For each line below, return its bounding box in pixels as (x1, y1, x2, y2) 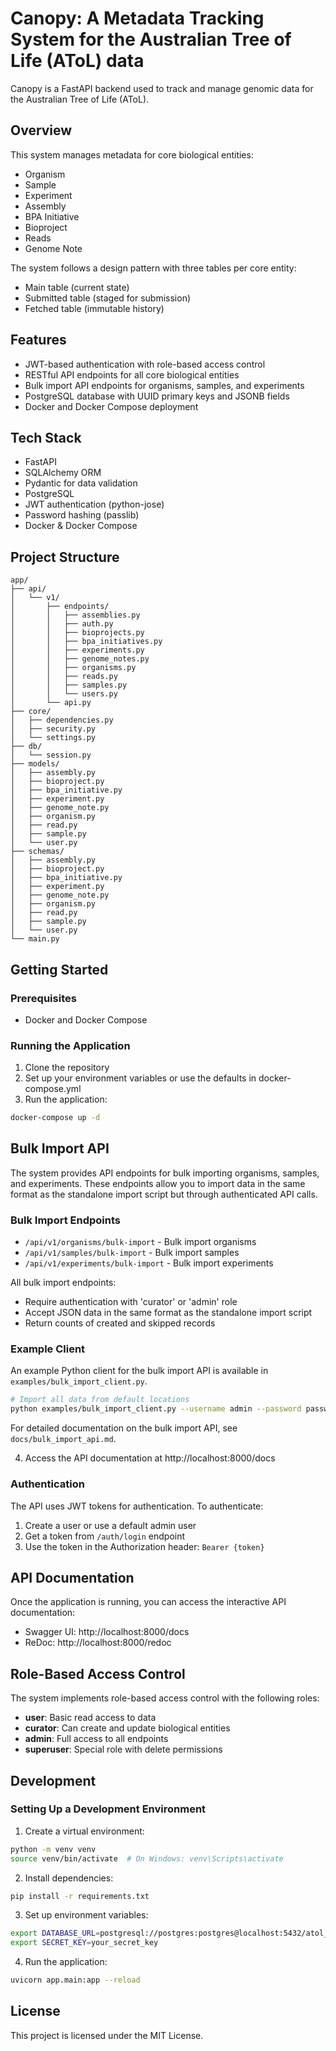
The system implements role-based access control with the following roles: (10, 1692, 320, 1704)
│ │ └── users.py (10, 689, 118, 699)
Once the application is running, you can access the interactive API (10, 1596, 287, 1608)
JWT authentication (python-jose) (24, 498, 165, 511)
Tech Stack (10, 429, 82, 446)
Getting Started (10, 961, 109, 978)
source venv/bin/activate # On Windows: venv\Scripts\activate (10, 1853, 284, 1864)
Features (10, 332, 67, 349)
